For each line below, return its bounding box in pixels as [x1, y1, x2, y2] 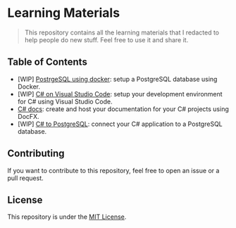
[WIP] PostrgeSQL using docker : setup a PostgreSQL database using [17, 75, 218, 83]
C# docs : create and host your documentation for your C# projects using [17, 104, 229, 113]
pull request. [7, 174, 44, 182]
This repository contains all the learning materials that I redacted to [24, 28, 220, 37]
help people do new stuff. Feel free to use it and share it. [24, 35, 189, 44]
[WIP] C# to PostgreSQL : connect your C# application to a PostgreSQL [17, 120, 223, 128]
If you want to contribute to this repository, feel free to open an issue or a [7, 166, 220, 175]
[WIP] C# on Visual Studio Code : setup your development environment [17, 89, 223, 98]
